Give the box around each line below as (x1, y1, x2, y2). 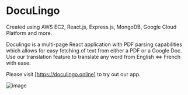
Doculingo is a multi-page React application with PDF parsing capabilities (6, 41, 183, 48)
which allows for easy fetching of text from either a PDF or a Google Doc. (6, 47, 182, 54)
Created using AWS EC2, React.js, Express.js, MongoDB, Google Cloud (6, 23, 177, 30)
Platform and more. (6, 29, 53, 36)
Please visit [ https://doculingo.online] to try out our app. (6, 71, 141, 78)
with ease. (6, 59, 31, 66)
